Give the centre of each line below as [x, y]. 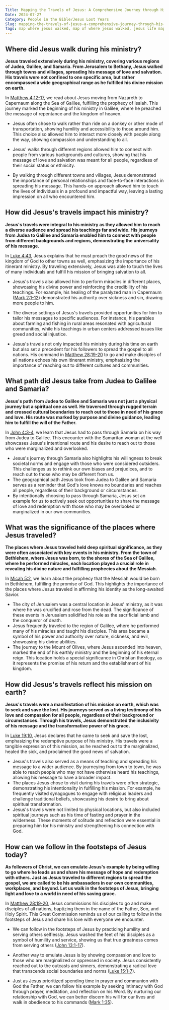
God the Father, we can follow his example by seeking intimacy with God [88, 986]
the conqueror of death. [37, 621]
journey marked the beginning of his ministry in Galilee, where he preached [83, 108]
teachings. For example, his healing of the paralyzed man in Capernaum [87, 292]
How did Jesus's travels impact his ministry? [77, 212]
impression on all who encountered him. [54, 196]
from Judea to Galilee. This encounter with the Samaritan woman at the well [84, 437]
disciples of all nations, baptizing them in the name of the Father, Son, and [82, 909]
